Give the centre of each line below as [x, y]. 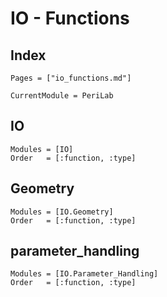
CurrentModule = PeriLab [62, 96]
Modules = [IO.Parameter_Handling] [84, 274]
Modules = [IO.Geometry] [62, 212]
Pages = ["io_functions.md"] [71, 78]
